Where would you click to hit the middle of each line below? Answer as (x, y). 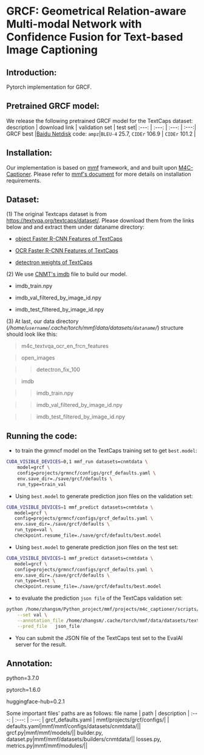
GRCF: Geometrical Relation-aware (96, 11)
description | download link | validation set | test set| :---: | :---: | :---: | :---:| (101, 127)
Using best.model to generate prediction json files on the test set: (97, 547)
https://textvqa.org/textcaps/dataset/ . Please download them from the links (100, 221)
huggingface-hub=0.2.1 (36, 701)
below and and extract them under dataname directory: (75, 227)
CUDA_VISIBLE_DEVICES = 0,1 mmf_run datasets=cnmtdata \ (77, 462)
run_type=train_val (42, 484)
